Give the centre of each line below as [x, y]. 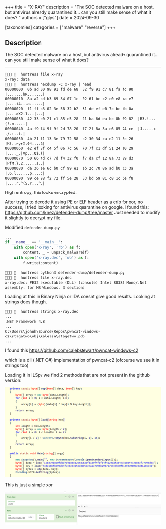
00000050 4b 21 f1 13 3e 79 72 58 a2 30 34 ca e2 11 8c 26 [69, 139]
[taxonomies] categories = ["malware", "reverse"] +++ [61, 27]
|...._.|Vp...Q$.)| [25, 153]
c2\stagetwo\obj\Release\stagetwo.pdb [45, 337]
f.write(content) [41, 263]
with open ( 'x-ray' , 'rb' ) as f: [47, 247]
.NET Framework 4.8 [25, 322]
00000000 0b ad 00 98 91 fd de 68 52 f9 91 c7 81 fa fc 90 [69, 89]
